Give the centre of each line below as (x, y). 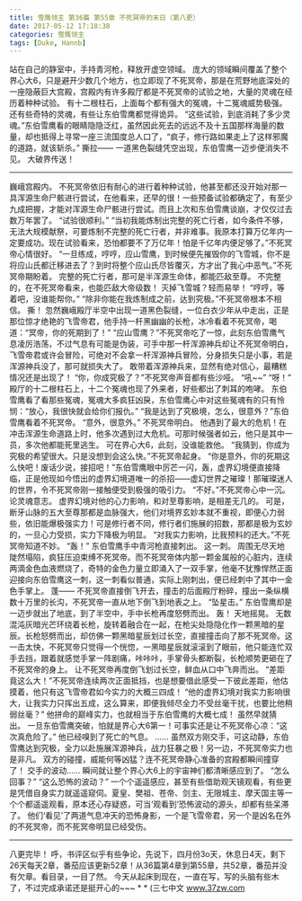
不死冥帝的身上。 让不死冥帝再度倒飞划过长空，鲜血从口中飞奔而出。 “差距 (147, 669)
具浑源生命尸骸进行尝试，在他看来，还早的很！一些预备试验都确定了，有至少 (151, 198)
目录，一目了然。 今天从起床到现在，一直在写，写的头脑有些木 (164, 877)
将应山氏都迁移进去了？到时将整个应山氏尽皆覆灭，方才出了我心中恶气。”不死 (151, 265)
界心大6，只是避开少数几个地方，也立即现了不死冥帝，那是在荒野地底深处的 (150, 81)
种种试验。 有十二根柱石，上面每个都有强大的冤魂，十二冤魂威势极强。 (156, 103)
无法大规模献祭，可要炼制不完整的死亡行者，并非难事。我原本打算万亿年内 (147, 232)
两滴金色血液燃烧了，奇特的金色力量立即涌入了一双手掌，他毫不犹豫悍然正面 (151, 569)
